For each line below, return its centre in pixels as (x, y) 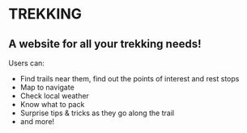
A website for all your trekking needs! (105, 44)
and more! (37, 121)
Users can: (26, 63)
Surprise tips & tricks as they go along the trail (97, 113)
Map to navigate (47, 87)
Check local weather (54, 96)
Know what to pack (52, 104)
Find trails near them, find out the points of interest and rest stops (130, 79)
